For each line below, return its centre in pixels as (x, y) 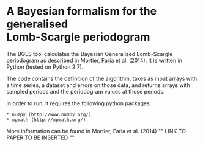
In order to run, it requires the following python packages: (79, 103)
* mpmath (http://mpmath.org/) (46, 120)
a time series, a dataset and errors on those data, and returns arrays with (98, 85)
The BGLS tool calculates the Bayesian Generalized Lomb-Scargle (90, 54)
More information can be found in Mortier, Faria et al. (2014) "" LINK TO (96, 131)
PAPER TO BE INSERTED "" (40, 137)
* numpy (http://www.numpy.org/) (49, 114)
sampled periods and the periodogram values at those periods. (86, 91)
